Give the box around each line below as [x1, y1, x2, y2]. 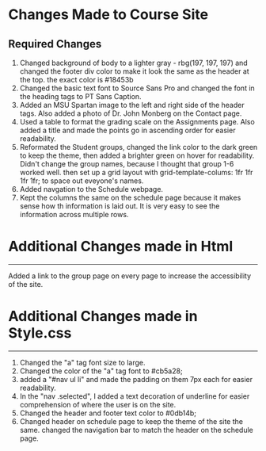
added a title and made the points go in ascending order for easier [19, 125, 236, 135]
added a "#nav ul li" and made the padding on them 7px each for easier [19, 374, 253, 384]
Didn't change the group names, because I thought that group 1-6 [19, 159, 234, 168]
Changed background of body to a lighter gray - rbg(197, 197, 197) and [19, 58, 248, 67]
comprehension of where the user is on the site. [19, 399, 177, 409]
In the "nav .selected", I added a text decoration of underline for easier [19, 391, 250, 401]
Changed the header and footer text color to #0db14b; [19, 408, 196, 418]
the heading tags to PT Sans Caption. [19, 92, 142, 101]
